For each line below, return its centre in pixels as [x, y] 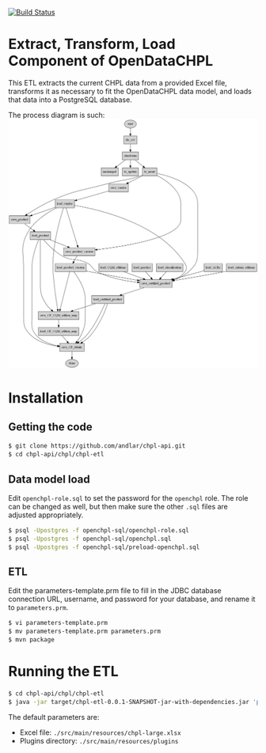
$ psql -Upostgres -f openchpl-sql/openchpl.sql [90, 539]
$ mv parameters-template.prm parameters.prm [84, 632]
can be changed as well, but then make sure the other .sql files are [118, 506]
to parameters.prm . [38, 607]
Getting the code [50, 427]
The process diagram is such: [57, 115]
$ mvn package [32, 640]
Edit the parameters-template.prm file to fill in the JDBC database [115, 591]
